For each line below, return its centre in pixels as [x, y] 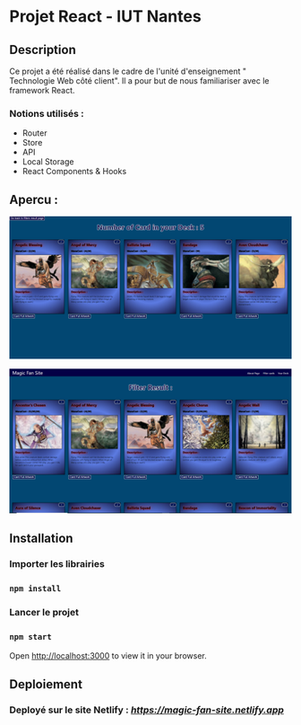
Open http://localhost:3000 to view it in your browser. [108, 656]
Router [34, 133]
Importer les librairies [57, 564]
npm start [30, 637]
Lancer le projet [44, 613]
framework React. [42, 90]
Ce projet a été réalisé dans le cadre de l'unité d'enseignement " [128, 71]
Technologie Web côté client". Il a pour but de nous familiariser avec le [139, 81]
